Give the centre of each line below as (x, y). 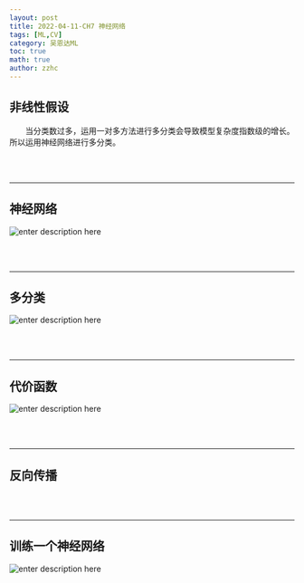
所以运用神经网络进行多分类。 (65, 142)
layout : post (34, 18)
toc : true (28, 52)
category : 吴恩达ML (44, 43)
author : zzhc (34, 69)
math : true (30, 60)
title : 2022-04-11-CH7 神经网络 (68, 26)
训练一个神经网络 (57, 546)
